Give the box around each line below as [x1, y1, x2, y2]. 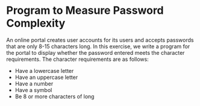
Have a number [14, 79, 54, 87]
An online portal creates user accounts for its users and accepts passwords [6, 36, 194, 43]
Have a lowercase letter [14, 67, 74, 74]
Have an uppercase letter [14, 73, 78, 81]
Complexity [6, 16, 66, 30]
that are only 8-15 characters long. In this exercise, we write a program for [6, 43, 190, 50]
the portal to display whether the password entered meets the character [6, 49, 185, 56]
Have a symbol [14, 86, 52, 93]
